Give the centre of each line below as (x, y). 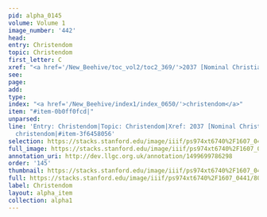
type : (17, 97)
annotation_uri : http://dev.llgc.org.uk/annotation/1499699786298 (120, 156)
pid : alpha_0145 (35, 15)
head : (17, 38)
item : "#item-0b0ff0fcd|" (51, 112)
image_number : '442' (43, 30)
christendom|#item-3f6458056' (65, 134)
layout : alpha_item (41, 193)
